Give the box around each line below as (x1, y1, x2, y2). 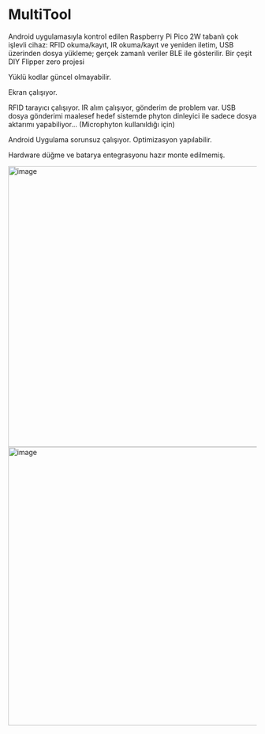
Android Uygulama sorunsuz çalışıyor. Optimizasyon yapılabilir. (8, 134, 213, 144)
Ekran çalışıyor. (8, 87, 58, 96)
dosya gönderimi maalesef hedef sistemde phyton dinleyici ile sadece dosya (8, 111, 257, 120)
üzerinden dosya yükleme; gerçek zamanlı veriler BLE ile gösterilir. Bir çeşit (8, 48, 252, 58)
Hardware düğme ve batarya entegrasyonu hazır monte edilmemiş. (8, 150, 226, 160)
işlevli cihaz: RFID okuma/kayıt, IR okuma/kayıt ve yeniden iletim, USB (8, 40, 234, 49)
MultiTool (8, 6, 72, 24)
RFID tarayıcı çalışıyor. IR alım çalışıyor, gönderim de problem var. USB (8, 103, 237, 112)
